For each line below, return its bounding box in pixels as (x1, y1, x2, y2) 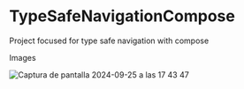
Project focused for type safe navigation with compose (9, 35, 210, 46)
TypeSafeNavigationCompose (9, 6, 236, 26)
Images (9, 52, 37, 63)
